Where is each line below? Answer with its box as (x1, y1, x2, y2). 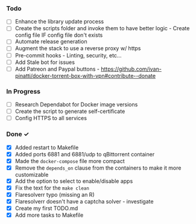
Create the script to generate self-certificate (14, 107, 125, 115)
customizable (14, 171, 49, 178)
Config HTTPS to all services (14, 115, 87, 122)
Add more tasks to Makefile (14, 211, 84, 219)
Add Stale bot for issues (14, 59, 75, 66)
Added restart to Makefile (14, 144, 79, 151)
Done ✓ (6, 130, 30, 138)
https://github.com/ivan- (100, 65, 162, 72)
